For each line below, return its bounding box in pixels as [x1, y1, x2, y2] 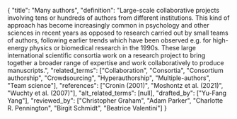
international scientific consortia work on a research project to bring [7, 51, 206, 59]
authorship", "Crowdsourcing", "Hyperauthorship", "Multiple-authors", [7, 74, 211, 82]
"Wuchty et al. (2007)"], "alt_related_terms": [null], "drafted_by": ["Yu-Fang [7, 89, 227, 97]
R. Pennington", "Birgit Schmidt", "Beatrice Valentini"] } [7, 104, 168, 112]
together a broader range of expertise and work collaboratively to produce [7, 59, 224, 67]
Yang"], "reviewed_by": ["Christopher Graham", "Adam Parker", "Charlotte [7, 96, 224, 105]
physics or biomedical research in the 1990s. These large [29, 44, 197, 52]
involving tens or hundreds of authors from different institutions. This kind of [7, 13, 230, 22]
